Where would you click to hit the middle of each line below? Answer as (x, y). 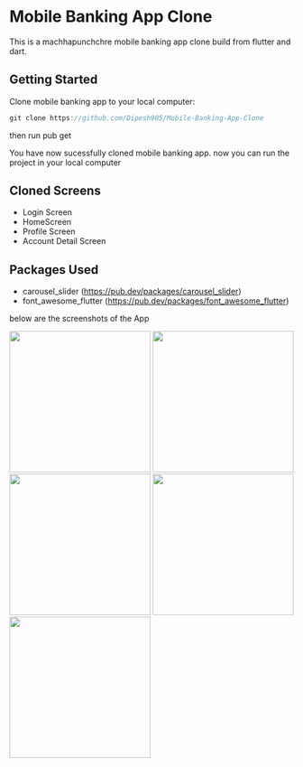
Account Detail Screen (64, 241)
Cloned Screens (55, 191)
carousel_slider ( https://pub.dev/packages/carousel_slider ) (132, 292)
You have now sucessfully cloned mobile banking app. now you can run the (150, 153)
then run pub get (41, 135)
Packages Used (54, 270)
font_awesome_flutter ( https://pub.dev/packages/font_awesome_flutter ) (156, 301)
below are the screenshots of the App (79, 319)
